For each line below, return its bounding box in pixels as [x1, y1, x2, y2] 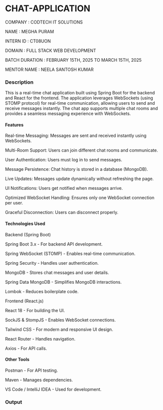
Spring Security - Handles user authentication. [5, 260, 99, 266]
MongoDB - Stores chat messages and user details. [5, 270, 109, 275]
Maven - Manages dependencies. [5, 377, 73, 383]
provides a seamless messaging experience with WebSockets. [5, 111, 131, 116]
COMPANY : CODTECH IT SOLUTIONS [5, 19, 83, 25]
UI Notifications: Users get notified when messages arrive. [5, 185, 123, 191]
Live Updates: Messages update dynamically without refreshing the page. [5, 176, 154, 182]
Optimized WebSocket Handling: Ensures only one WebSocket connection [5, 195, 155, 201]
